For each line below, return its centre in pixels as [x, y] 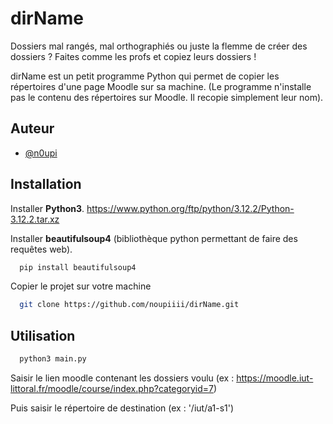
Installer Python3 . [47, 208]
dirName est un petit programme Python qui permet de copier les [145, 76]
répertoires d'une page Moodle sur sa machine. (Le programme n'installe [161, 86]
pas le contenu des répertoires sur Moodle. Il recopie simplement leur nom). [167, 97]
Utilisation [43, 335]
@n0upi [41, 153]
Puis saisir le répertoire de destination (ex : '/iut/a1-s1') [122, 408]
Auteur [32, 128]
